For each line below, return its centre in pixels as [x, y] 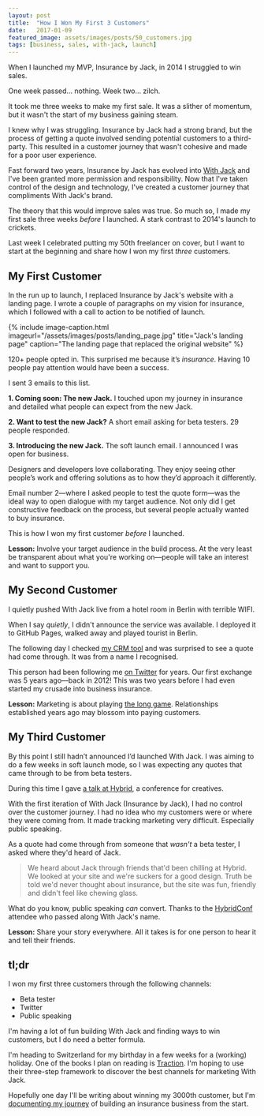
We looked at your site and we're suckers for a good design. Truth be [140, 876]
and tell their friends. [42, 940]
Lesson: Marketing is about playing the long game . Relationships [113, 704]
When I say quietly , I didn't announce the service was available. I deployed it [132, 624]
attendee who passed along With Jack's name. [84, 916]
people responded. [39, 430]
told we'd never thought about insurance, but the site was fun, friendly [142, 884]
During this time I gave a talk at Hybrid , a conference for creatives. [116, 788]
